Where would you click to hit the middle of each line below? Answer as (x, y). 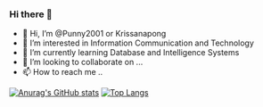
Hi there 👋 (31, 14)
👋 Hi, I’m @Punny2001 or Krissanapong (94, 34)
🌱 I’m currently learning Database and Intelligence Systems (131, 53)
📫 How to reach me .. (62, 72)
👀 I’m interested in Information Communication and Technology (138, 43)
